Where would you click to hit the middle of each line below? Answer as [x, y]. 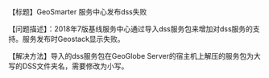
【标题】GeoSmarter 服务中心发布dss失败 [78, 12]
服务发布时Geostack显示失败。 [73, 39]
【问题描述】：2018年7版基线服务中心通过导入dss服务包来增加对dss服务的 [131, 29]
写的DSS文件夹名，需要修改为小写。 [68, 66]
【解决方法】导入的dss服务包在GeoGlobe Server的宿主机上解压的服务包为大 [134, 56]
